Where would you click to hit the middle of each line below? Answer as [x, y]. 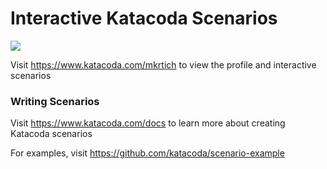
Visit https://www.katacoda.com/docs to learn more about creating [148, 123]
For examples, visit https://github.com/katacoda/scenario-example [147, 153]
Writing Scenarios [55, 101]
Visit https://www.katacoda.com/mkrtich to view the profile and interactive [163, 64]
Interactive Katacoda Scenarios [144, 18]
